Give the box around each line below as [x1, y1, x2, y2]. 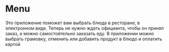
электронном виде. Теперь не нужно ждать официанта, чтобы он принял [5, 25, 164, 31]
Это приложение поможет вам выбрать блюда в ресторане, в [5, 20, 140, 26]
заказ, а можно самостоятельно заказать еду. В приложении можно [5, 30, 154, 36]
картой [5, 41, 20, 47]
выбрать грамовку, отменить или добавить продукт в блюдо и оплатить [5, 36, 162, 42]
